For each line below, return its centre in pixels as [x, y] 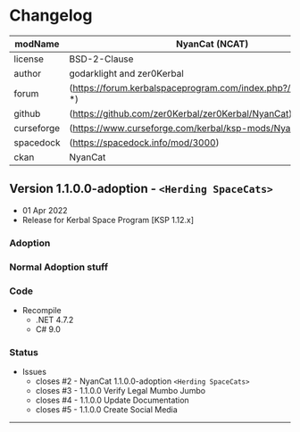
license [29, 59]
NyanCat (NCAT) [212, 44]
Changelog [51, 16]
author [28, 73]
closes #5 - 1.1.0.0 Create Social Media [107, 410]
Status [24, 352]
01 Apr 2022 [45, 210]
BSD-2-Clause [101, 59]
